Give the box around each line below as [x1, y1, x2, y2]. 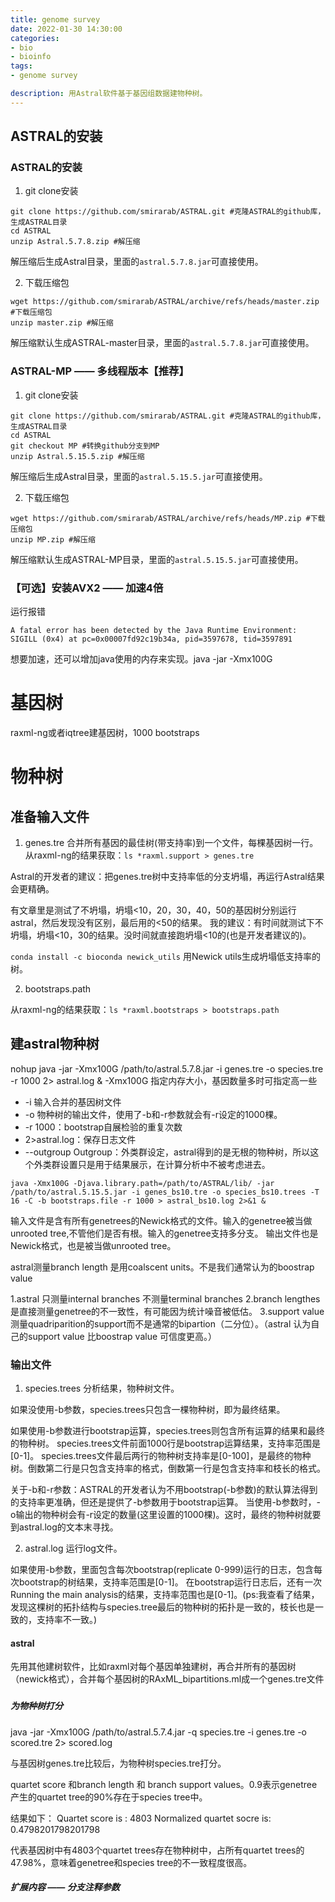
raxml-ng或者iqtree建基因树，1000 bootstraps [10, 726, 200, 738]
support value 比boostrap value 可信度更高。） [27, 1330, 218, 1342]
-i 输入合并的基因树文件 [24, 1096, 122, 1108]
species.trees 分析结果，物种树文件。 [24, 1382, 180, 1395]
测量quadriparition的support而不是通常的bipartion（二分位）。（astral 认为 [10, 1317, 312, 1330]
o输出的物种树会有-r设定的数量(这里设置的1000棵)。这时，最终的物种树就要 [10, 1509, 322, 1521]
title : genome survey [10, 14, 101, 25]
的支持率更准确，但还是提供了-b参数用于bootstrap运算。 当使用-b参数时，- [10, 1496, 321, 1508]
